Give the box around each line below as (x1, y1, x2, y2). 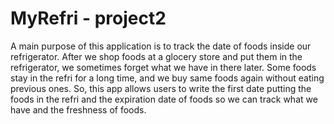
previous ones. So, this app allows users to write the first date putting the (10, 82, 312, 94)
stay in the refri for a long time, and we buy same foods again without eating (10, 72, 325, 84)
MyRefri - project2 (10, 7, 167, 30)
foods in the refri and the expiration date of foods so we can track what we (10, 93, 318, 105)
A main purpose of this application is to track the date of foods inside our (10, 40, 312, 52)
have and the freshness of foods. (10, 103, 147, 116)
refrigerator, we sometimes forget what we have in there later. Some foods (10, 61, 317, 73)
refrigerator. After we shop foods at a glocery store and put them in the (10, 50, 303, 62)
